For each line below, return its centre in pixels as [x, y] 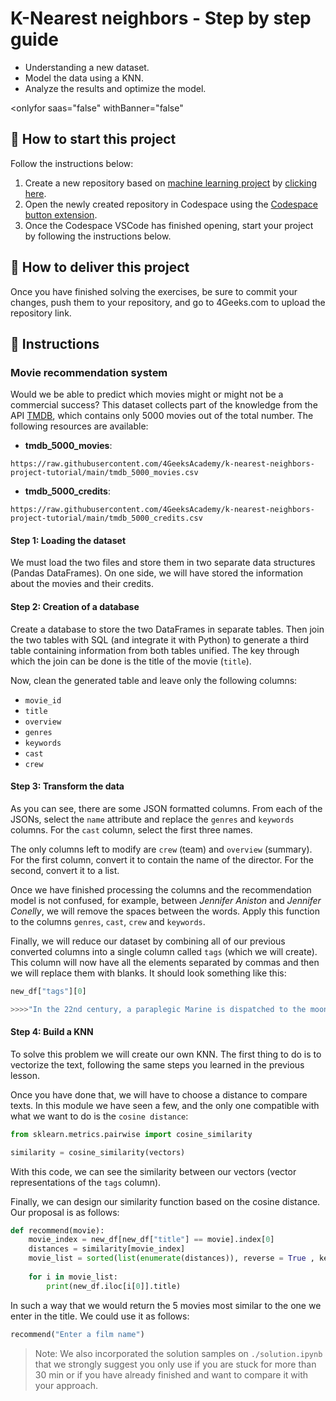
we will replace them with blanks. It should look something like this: [148, 973]
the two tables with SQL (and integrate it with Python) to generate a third [160, 639]
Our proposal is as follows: [65, 1212]
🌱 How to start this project [93, 139]
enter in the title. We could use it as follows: [100, 1316]
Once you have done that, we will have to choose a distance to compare [159, 1094]
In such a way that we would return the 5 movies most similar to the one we [166, 1305]
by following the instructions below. [98, 236]
